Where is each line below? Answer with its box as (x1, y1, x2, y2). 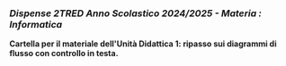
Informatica (9, 18, 63, 30)
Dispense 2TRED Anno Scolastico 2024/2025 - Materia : (9, 7, 263, 20)
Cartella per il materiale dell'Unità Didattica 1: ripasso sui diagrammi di (9, 38, 277, 49)
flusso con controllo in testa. (9, 48, 119, 59)
